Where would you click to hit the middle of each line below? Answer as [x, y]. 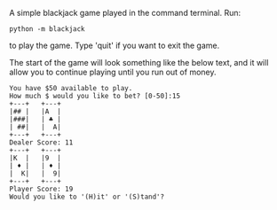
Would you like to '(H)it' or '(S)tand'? [87, 197]
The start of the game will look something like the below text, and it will [139, 62]
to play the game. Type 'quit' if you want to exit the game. [115, 45]
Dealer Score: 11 [41, 143]
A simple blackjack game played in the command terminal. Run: [125, 13]
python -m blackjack [47, 29]
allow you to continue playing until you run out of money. [113, 72]
